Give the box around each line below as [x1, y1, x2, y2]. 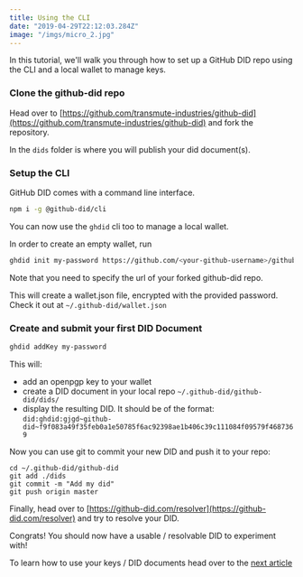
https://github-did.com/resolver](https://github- [88, 503, 267, 514]
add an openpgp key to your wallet [22, 376, 152, 386]
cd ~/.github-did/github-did [9, 463, 119, 472]
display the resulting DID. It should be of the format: [22, 403, 215, 414]
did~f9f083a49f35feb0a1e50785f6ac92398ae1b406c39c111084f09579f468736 [22, 422, 294, 432]
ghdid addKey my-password [9, 342, 106, 352]
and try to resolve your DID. [77, 512, 180, 524]
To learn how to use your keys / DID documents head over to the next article [9, 557, 293, 568]
